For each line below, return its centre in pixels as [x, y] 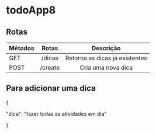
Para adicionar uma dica [51, 88]
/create [50, 68]
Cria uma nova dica [106, 68]
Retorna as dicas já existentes [106, 58]
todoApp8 [31, 10]
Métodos [22, 48]
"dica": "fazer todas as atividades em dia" [56, 114]
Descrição [106, 48]
